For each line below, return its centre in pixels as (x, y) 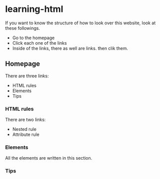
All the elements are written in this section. (49, 158)
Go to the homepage (33, 38)
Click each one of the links (40, 43)
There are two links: (26, 119)
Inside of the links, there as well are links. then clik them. (70, 48)
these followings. (23, 28)
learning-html (34, 9)
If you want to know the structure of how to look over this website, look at (80, 23)
